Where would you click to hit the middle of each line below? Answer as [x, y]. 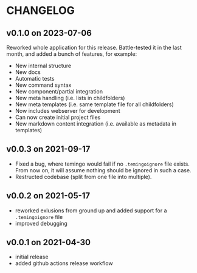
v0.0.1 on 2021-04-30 [49, 242]
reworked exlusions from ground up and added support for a [91, 211]
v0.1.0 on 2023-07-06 [49, 33]
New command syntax [43, 85]
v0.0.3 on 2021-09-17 [48, 149]
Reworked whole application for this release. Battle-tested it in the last [94, 47]
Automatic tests [35, 79]
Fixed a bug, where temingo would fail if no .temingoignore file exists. [102, 164]
